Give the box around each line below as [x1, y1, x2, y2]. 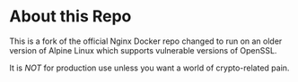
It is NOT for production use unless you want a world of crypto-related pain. [9, 62, 290, 73]
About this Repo [9, 6, 132, 27]
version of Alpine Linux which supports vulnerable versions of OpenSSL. [9, 45, 277, 55]
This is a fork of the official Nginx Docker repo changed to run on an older [9, 36, 283, 46]
